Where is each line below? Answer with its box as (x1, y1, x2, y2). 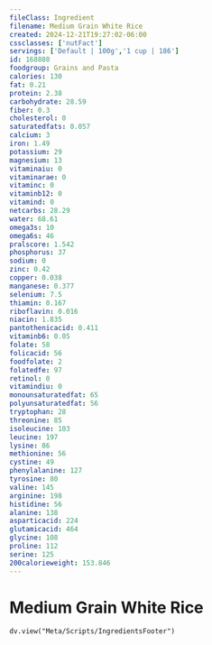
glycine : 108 (9, 533, 59, 542)
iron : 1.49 (9, 139, 51, 148)
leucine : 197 (9, 432, 59, 442)
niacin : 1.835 (9, 315, 63, 325)
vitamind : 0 (9, 198, 54, 207)
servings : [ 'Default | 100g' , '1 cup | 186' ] (9, 47, 180, 56)
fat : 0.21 (9, 80, 47, 89)
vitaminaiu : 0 (9, 164, 63, 173)
